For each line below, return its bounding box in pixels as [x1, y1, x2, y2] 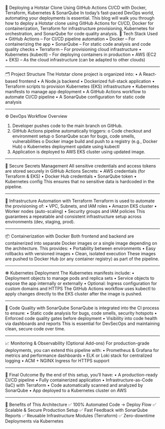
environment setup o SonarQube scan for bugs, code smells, [12, 133, 136, 139]
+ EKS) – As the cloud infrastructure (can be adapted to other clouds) [5, 57, 146, 62]
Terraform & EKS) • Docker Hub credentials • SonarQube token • [5, 173, 137, 179]
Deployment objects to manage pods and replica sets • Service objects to [5, 275, 155, 281]
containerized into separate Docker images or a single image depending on [5, 241, 157, 246]
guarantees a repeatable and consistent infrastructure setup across [5, 214, 141, 219]
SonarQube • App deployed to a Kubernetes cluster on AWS [5, 388, 127, 393]
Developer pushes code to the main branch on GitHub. [12, 123, 123, 129]
